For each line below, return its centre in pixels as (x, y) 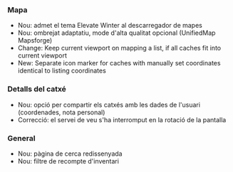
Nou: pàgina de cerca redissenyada (70, 154)
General (21, 138)
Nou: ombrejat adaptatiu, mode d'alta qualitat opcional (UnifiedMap (116, 33)
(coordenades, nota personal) (61, 112)
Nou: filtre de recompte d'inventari (68, 161)
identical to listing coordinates (62, 71)
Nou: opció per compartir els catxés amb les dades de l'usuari (109, 104)
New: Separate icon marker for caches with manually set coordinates (119, 63)
